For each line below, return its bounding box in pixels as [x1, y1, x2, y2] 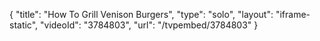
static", [9, 19, 39, 31]
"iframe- [275, 9, 311, 20]
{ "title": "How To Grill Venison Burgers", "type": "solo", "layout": [9, 9, 274, 20]
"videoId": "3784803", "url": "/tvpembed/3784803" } [40, 19, 259, 31]
